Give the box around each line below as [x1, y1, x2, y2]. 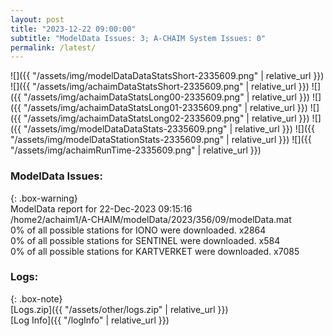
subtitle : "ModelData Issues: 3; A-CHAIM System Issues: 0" [10, 33, 267, 43]
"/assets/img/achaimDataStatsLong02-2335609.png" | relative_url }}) [23, 112, 310, 125]
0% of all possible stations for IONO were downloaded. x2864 [10, 224, 267, 236]
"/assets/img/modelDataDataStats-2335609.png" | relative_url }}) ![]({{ [23, 123, 315, 135]
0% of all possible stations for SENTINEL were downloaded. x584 [10, 234, 281, 246]
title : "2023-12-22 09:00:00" [10, 24, 137, 34]
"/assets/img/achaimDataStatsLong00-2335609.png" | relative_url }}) [23, 91, 310, 103]
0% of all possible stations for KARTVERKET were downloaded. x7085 [10, 245, 300, 257]
